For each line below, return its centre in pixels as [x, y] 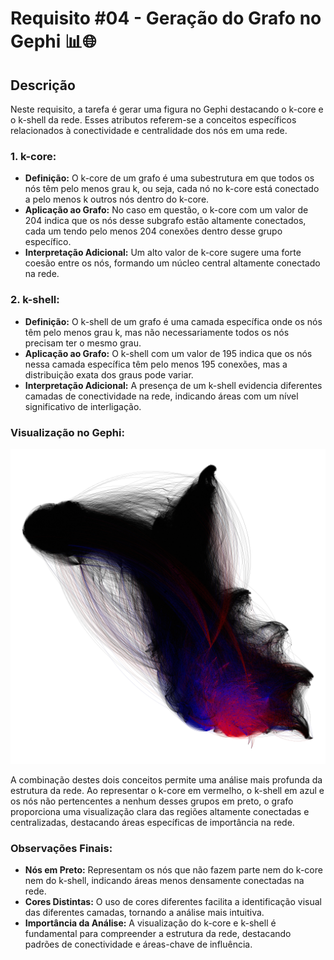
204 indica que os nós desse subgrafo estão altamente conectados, [165, 221]
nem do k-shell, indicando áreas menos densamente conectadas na [164, 881]
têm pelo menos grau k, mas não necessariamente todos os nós [157, 332]
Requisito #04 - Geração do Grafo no [166, 18]
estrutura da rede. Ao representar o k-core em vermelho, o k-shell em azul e [167, 790]
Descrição [43, 85]
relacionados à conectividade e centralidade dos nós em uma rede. [149, 130]
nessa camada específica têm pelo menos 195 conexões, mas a [156, 364]
